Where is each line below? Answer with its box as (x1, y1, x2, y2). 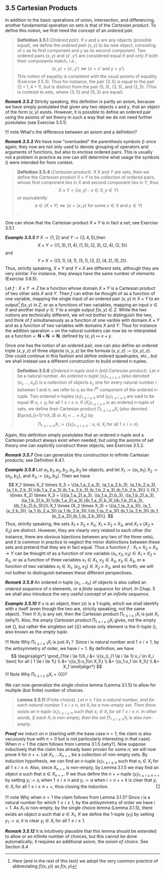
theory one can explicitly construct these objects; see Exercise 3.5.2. (5, 442, 145, 448)
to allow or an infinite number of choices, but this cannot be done (5, 834, 137, 840)
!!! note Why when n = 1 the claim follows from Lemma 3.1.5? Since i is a (5, 794, 151, 800)
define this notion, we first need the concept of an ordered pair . (5, 27, 134, 33)
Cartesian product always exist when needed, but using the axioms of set (5, 437, 154, 443)
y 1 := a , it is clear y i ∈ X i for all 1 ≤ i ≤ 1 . (5, 817, 85, 825)
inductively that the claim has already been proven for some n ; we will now (5, 747, 156, 752)
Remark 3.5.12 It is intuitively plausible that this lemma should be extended (5, 828, 157, 834)
